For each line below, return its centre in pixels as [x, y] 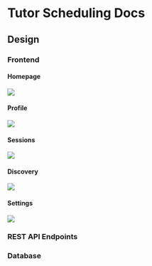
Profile [17, 108]
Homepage [24, 77]
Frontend [23, 60]
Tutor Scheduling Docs [76, 13]
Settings [20, 203]
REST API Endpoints [43, 237]
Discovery [23, 171]
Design [23, 39]
